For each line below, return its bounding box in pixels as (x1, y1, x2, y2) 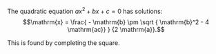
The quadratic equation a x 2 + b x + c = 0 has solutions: (7, 6, 163, 15)
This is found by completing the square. (7, 38, 120, 47)
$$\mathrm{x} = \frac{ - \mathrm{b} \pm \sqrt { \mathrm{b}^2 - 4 (23, 17, 209, 26)
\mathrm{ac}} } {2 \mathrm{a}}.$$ (67, 25, 165, 33)
